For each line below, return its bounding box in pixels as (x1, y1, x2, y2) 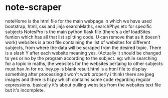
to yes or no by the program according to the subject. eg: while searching (5, 55, 157, 61)
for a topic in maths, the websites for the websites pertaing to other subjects (5, 60, 163, 66)
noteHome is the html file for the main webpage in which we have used (5, 18, 152, 24)
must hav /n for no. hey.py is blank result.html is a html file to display (5, 65, 147, 71)
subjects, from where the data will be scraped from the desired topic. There (5, 44, 161, 50)
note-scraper (5, 1, 62, 13)
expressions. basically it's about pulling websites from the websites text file (5, 81, 161, 87)
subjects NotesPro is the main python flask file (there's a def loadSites (5, 28, 150, 34)
